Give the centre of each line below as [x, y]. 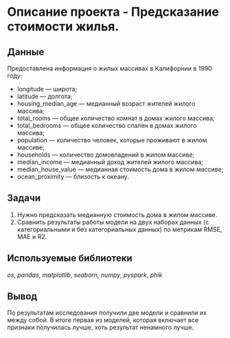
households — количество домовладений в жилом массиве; [106, 155]
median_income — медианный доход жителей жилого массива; [110, 162]
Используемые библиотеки [70, 258]
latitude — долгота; [45, 96]
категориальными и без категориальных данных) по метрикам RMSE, [119, 229]
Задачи [24, 198]
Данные [26, 52]
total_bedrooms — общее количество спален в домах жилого [107, 125]
